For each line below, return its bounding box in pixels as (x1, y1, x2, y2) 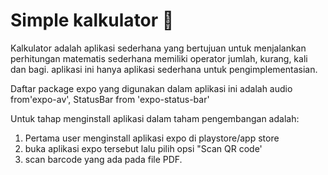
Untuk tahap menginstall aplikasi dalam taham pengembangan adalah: (10, 112, 300, 124)
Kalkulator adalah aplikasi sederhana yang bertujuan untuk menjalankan (10, 42, 307, 54)
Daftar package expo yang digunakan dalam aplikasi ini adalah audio (10, 82, 293, 94)
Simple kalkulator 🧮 (10, 9, 175, 32)
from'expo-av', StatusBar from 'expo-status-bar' (10, 93, 210, 105)
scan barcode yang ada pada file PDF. (24, 153, 183, 165)
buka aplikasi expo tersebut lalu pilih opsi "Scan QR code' (24, 142, 263, 154)
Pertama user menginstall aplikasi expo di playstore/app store (24, 132, 280, 144)
